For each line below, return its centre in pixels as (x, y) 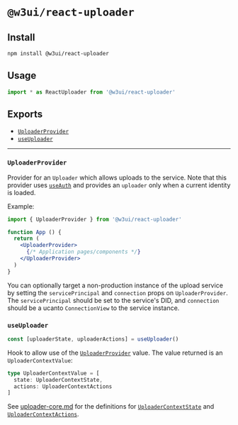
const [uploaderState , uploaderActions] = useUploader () (93, 339)
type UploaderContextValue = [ (53, 373)
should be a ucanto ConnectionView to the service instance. (93, 308)
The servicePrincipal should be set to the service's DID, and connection (113, 300)
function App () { (34, 232)
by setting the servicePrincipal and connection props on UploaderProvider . (118, 292)
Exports (25, 114)
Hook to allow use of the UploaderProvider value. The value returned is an (115, 353)
